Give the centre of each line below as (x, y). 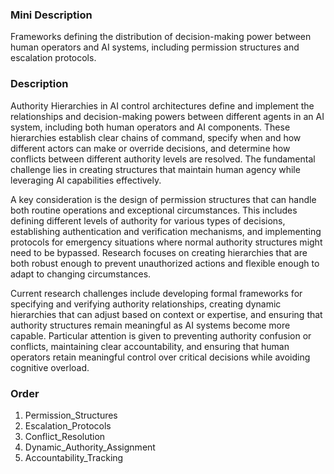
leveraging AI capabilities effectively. (86, 180)
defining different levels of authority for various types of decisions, (148, 220)
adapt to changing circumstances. (81, 274)
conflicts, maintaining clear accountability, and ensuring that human (150, 346)
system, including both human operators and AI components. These (150, 127)
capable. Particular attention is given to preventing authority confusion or (161, 335)
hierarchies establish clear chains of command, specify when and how (156, 137)
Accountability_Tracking (74, 457)
